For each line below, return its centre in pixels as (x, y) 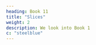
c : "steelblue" (25, 33)
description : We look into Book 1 (48, 28)
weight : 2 (18, 22)
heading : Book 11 (27, 11)
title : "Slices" (26, 17)
